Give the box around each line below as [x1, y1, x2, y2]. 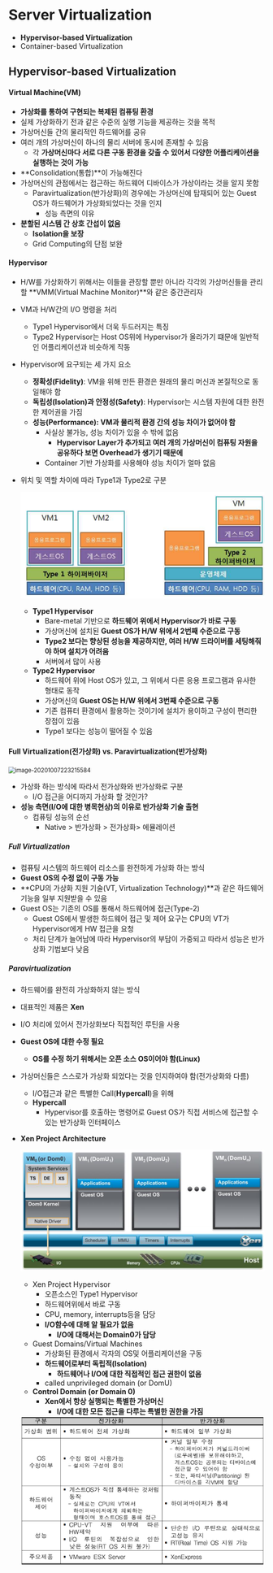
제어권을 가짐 [41, 406, 83, 416]
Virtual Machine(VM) [8, 87, 81, 97]
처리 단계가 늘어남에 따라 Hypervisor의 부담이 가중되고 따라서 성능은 [32, 934, 249, 944]
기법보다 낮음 [47, 945, 89, 954]
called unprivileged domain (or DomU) [44, 1378, 173, 1388]
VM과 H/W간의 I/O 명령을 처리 [19, 304, 118, 314]
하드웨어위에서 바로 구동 [44, 1299, 121, 1310]
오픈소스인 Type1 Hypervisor [44, 1289, 138, 1299]
